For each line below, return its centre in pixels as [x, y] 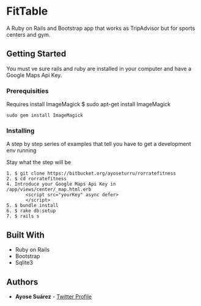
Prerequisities [27, 91]
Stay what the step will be [39, 162]
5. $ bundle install [33, 206]
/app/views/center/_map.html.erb [49, 190]
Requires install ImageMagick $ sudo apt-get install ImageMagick [89, 104]
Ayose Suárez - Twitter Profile [53, 296]
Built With [25, 235]
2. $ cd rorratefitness [37, 179]
